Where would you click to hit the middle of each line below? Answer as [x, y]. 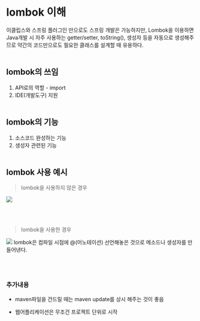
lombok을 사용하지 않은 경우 [54, 188]
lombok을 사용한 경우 [46, 230]
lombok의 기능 [32, 122]
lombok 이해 [36, 12]
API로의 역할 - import [40, 87]
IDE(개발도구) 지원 [36, 95]
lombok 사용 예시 [37, 172]
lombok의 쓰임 [32, 72]
